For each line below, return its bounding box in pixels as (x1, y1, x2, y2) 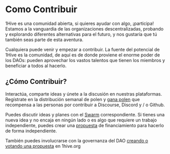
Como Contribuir (5, 4, 77, 15)
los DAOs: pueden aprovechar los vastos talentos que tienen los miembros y (5, 57, 165, 63)
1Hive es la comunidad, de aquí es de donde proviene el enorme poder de (5, 52, 160, 58)
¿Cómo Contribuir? (5, 77, 67, 86)
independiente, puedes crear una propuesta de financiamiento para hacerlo (5, 122, 164, 128)
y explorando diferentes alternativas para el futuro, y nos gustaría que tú (5, 31, 157, 37)
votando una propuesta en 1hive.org (5, 143, 81, 149)
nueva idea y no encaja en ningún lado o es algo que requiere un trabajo (5, 117, 157, 123)
